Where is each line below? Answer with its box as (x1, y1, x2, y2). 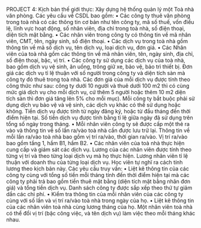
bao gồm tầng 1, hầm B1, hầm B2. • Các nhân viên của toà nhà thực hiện (6, 140, 185, 146)
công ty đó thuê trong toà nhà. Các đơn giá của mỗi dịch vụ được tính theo (6, 76, 191, 83)
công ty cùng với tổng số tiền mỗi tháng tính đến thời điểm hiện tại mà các (6, 172, 190, 178)
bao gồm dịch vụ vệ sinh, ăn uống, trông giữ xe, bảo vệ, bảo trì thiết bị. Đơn (6, 63, 193, 70)
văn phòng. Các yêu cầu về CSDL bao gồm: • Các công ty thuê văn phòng (6, 12, 191, 19)
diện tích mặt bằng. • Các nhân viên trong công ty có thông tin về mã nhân (6, 31, 191, 38)
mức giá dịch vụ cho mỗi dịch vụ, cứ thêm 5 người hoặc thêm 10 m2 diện (6, 89, 186, 95)
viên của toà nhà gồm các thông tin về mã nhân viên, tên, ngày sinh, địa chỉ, (6, 50, 194, 57)
